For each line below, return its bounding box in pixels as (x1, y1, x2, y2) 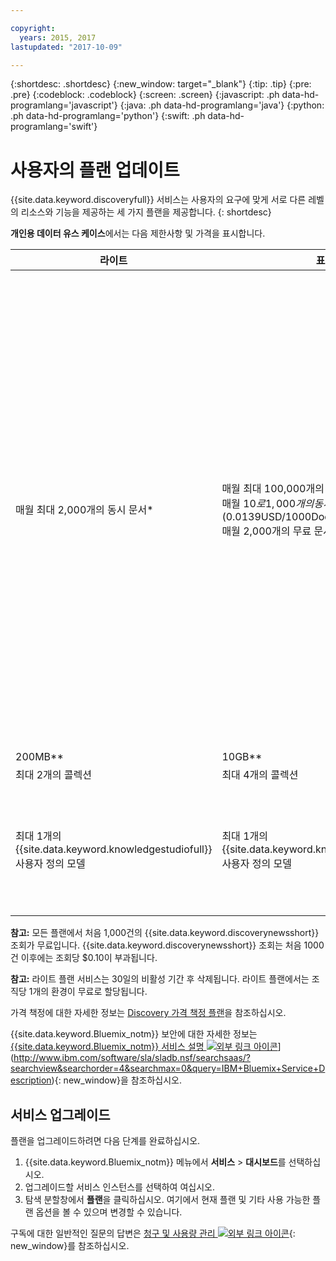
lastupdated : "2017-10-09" (10, 42, 123, 52)
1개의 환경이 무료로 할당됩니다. (28, 986, 148, 998)
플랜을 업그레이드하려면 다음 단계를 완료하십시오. (10, 1135, 201, 1147)
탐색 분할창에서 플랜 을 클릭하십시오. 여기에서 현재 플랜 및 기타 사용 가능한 (24, 1194, 311, 1206)
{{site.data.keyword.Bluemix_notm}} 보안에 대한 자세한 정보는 (10, 1028, 258, 1040)
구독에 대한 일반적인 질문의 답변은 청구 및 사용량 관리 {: (10, 1227, 296, 1240)
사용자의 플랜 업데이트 (10, 159, 180, 181)
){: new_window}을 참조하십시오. (51, 1074, 183, 1086)
